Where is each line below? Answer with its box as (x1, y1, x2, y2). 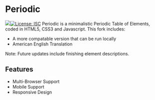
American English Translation (12, 41, 73, 47)
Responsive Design (12, 89, 52, 95)
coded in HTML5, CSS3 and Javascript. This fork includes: (5, 26, 126, 32)
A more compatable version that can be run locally (12, 35, 116, 41)
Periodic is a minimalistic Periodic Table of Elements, (42, 20, 151, 26)
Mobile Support (12, 83, 45, 89)
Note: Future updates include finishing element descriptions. (5, 50, 130, 56)
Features (5, 65, 33, 73)
